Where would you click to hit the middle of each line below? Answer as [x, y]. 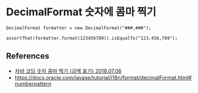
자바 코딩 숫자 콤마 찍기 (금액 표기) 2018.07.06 [68, 71]
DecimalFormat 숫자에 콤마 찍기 [81, 12]
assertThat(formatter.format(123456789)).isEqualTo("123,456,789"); [92, 38]
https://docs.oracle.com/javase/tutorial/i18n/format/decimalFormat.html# [103, 77]
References [28, 56]
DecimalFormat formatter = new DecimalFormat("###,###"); [79, 28]
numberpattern [33, 84]
